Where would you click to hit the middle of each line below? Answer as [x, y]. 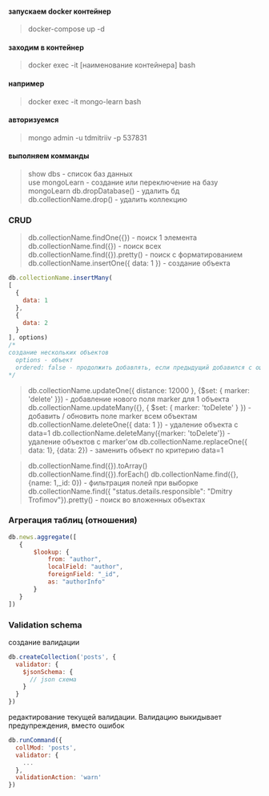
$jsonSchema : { [48, 672]
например [26, 83]
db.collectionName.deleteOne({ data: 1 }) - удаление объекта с [133, 424]
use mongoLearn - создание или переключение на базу [123, 183]
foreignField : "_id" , [84, 575]
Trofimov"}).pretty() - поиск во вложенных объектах [116, 500]
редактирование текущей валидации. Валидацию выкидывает [115, 717]
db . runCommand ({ [35, 741]
